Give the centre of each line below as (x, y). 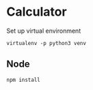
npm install (23, 80)
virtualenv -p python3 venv (46, 43)
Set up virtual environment (44, 31)
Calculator (37, 12)
